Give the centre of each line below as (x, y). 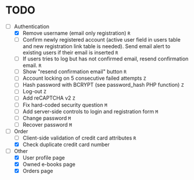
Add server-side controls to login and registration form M (90, 111)
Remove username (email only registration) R (77, 33)
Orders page (38, 171)
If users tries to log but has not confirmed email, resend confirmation (105, 59)
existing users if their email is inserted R (70, 53)
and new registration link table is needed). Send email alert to (96, 46)
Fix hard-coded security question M (65, 105)
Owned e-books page (49, 164)
